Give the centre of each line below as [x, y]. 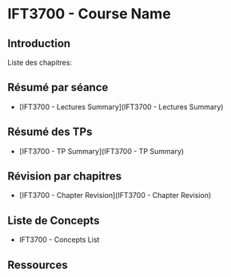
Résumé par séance [58, 87]
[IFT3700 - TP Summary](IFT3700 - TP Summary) [102, 151]
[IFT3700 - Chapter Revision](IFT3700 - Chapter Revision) [115, 196]
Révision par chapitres [65, 176]
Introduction [39, 44]
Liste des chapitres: [40, 62]
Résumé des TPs [50, 132]
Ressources [38, 265]
